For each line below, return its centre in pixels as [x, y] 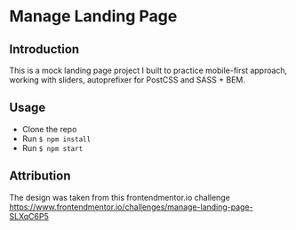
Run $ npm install [56, 139]
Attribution [40, 176]
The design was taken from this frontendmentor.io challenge [120, 197]
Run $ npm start [52, 147]
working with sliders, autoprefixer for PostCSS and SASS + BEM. [128, 80]
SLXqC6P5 [29, 216]
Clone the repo [49, 129]
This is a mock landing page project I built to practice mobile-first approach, [148, 70]
